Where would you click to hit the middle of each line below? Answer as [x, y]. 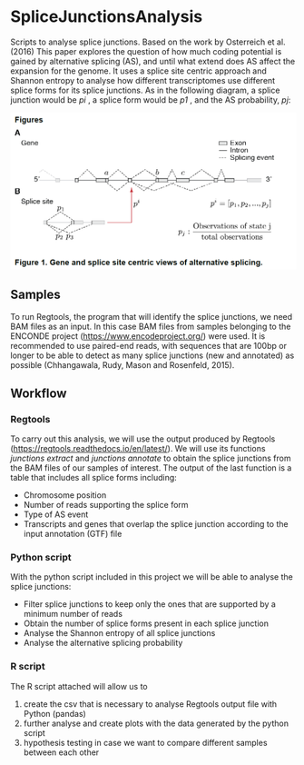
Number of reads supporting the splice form [106, 505]
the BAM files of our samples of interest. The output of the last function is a [151, 468]
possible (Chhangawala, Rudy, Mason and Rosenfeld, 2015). [123, 364]
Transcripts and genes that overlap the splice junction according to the [156, 524]
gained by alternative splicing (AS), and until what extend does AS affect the [153, 61]
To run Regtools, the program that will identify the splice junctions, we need [152, 316]
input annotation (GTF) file [73, 534]
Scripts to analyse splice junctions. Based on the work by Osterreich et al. [148, 42]
